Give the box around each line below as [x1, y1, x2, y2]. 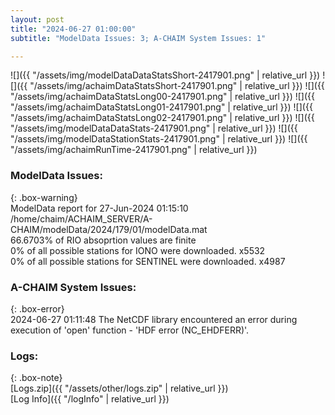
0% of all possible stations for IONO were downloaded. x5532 [10, 244, 266, 256]
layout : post [10, 14, 65, 25]
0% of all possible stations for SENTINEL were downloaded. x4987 [10, 255, 286, 267]
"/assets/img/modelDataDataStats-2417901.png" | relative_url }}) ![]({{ [10, 122, 298, 135]
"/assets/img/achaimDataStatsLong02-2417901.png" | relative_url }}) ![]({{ [10, 112, 315, 124]
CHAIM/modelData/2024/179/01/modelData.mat [10, 223, 208, 235]
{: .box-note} [10, 372, 63, 384]
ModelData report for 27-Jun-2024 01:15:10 [10, 202, 189, 214]
